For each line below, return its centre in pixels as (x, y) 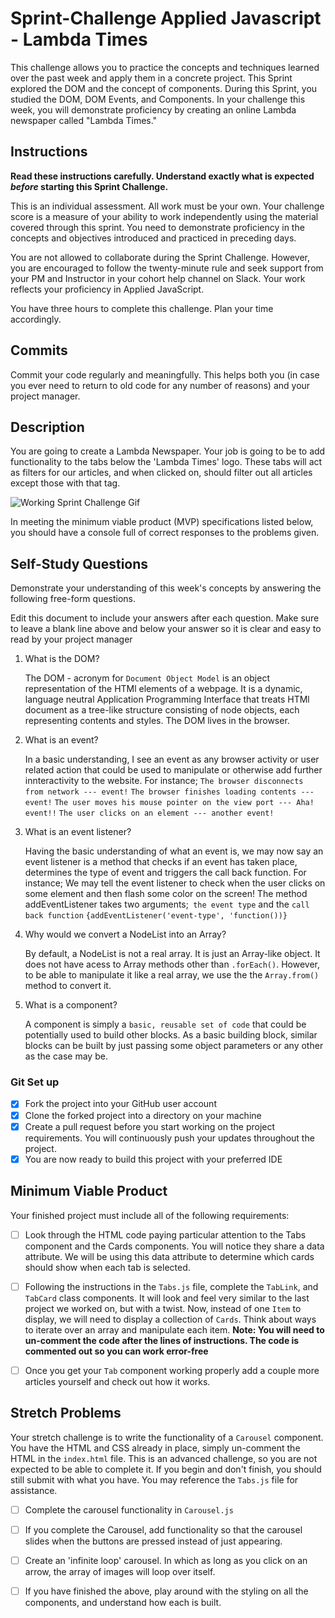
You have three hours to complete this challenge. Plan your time (142, 308)
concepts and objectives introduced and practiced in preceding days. (153, 238)
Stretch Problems (66, 1413)
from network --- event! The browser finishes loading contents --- (169, 792)
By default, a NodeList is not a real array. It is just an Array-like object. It (172, 954)
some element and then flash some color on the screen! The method (166, 894)
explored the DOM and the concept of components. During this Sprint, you (164, 88)
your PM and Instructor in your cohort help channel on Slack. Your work (158, 278)
